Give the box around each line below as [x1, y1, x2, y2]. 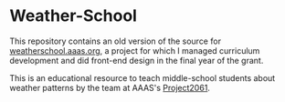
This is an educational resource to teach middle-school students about [9, 72, 276, 83]
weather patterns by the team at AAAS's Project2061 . [9, 82, 210, 93]
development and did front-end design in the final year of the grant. [9, 55, 264, 66]
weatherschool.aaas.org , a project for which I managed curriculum [9, 45, 260, 56]
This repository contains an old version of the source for [9, 36, 222, 46]
